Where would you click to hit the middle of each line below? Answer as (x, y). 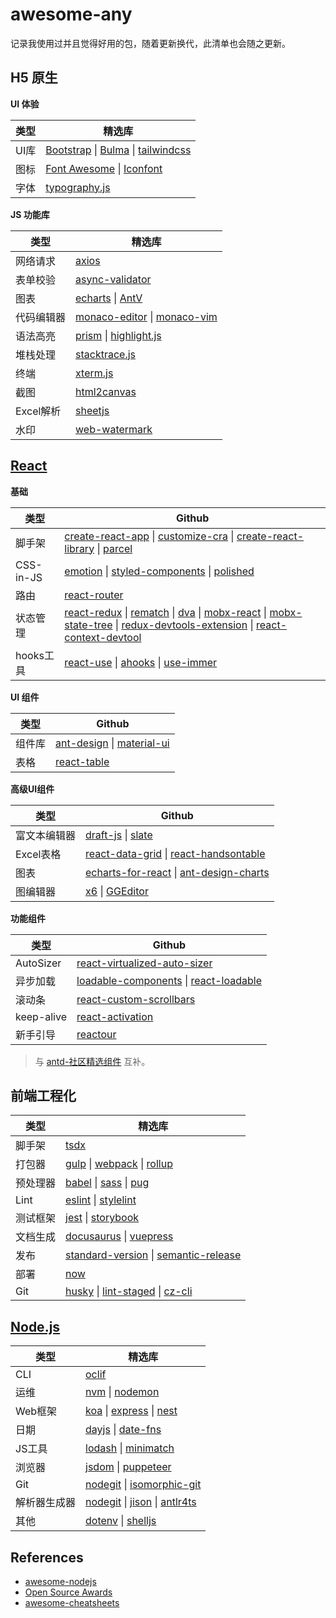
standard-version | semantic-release (153, 1255)
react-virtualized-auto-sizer (144, 963)
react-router (94, 595)
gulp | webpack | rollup (119, 1164)
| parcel (114, 548)
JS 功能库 (30, 214)
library (79, 548)
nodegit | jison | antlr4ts (141, 1502)
